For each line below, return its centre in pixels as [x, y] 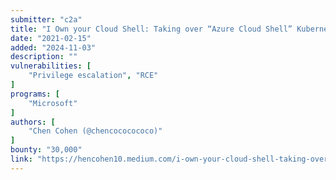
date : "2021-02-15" [51, 38]
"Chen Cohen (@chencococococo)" [95, 131]
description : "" [44, 57]
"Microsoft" [53, 103]
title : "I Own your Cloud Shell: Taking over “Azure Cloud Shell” [151, 29]
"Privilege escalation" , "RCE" [93, 76]
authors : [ [33, 122]
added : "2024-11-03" [53, 47]
